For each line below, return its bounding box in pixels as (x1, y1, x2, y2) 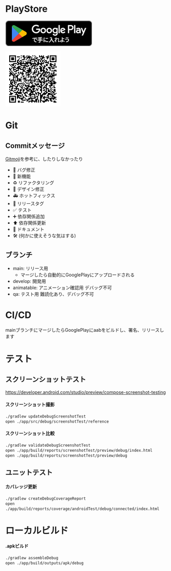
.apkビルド (5, 543, 29, 549)
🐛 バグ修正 (12, 166, 35, 173)
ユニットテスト (5, 468, 53, 477)
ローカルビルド (5, 525, 69, 537)
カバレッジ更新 (5, 484, 37, 490)
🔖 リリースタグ (12, 200, 45, 206)
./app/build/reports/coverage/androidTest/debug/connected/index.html (5, 506, 160, 511)
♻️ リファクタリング (12, 179, 54, 185)
